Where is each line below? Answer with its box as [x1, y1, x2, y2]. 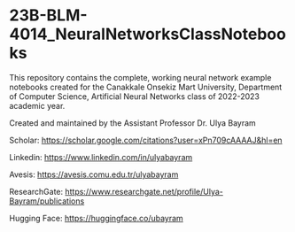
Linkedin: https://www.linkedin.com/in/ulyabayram [9, 151, 193, 162]
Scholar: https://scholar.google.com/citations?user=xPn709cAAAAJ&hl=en [9, 135, 283, 145]
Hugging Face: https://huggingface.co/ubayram [9, 213, 183, 223]
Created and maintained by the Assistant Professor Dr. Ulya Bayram [9, 117, 257, 128]
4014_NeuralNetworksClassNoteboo [9, 24, 286, 44]
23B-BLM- [9, 5, 88, 26]
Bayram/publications [9, 196, 85, 206]
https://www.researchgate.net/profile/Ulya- [65, 186, 223, 197]
